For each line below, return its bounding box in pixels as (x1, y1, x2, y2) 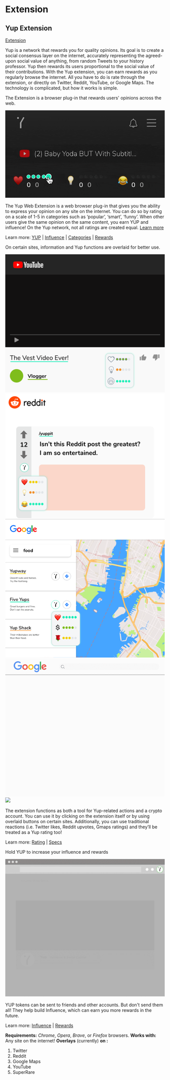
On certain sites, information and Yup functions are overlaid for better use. (5, 244, 160, 250)
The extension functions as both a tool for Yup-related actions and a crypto (5, 807, 162, 814)
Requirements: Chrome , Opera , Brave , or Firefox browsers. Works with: (5, 1032, 157, 1038)
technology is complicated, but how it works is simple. (5, 85, 118, 91)
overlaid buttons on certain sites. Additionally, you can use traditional (5, 818, 149, 824)
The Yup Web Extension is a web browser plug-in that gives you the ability (5, 203, 160, 209)
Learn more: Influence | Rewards (5, 1023, 73, 1029)
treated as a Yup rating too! (5, 829, 62, 835)
